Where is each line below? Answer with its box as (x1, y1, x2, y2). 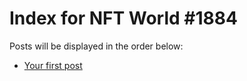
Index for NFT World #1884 (9, 7, 238, 30)
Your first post (23, 59, 83, 71)
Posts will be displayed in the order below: (9, 40, 184, 52)
